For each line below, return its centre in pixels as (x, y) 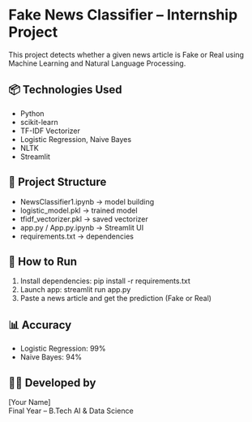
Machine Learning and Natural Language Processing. (97, 63)
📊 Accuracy (40, 325)
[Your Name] (30, 402)
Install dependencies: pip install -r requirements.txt (105, 281)
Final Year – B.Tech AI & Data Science (71, 411)
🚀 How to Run (43, 261)
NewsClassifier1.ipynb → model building (87, 201)
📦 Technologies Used (66, 90)
